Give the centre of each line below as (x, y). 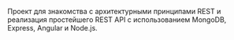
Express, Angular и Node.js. (52, 28)
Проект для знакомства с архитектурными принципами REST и (114, 11)
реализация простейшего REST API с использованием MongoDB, (117, 20)
